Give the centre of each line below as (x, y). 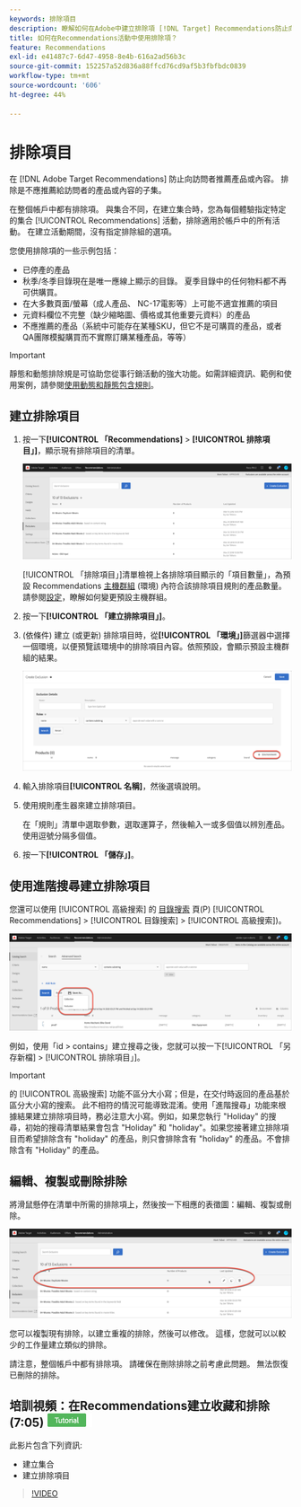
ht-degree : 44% (38, 94)
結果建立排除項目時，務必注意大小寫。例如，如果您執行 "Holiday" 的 (142, 1116)
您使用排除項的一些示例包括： (64, 251)
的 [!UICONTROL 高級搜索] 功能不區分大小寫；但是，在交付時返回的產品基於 (150, 1094)
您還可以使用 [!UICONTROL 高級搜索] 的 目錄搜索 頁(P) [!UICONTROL (137, 909)
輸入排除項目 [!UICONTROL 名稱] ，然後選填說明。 (114, 787)
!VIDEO (44, 1494)
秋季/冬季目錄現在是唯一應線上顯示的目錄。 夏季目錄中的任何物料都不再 (154, 281)
